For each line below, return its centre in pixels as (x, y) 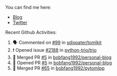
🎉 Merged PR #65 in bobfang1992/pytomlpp (58, 68)
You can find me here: (28, 7)
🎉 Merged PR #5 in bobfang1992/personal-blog (62, 57)
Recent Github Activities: (31, 32)
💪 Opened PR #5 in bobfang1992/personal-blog (62, 63)
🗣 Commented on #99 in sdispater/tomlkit (57, 42)
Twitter (20, 23)
